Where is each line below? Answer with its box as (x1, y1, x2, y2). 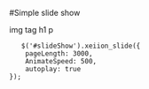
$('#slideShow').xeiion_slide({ (20, 41, 141, 50)
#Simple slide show (9, 8, 81, 18)
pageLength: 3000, (25, 49, 93, 58)
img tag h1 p (9, 25, 54, 34)
